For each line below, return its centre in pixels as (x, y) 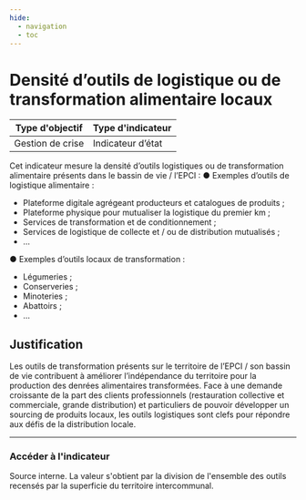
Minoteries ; (45, 296)
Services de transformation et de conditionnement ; (119, 222)
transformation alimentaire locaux (141, 99)
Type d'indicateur (132, 128)
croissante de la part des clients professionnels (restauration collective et (147, 395)
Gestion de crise (49, 144)
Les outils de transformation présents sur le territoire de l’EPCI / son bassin (150, 366)
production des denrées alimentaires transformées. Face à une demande (146, 386)
